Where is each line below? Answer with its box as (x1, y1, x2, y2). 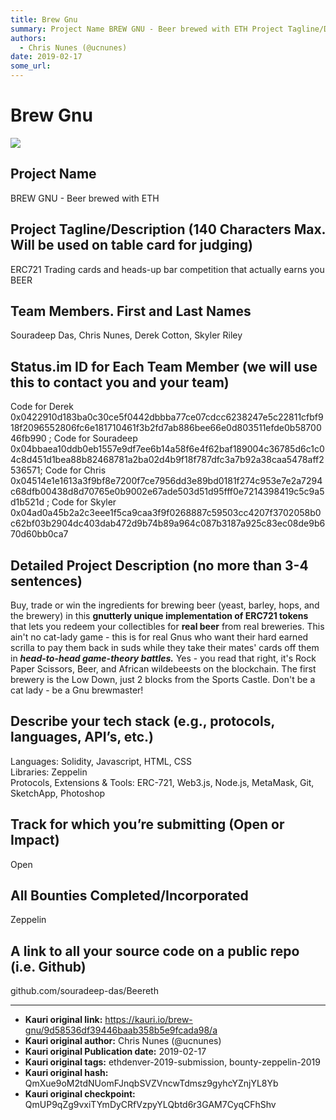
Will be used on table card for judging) (10, 237, 253, 254)
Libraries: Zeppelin (10, 766, 88, 778)
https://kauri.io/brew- (104, 1014, 193, 1026)
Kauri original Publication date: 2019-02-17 (24, 1046, 207, 1058)
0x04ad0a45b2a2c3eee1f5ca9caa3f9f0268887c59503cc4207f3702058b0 (10, 507, 322, 519)
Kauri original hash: (24, 1067, 109, 1079)
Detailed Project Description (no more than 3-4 (10, 557, 309, 574)
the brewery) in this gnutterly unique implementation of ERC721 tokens (10, 610, 309, 621)
